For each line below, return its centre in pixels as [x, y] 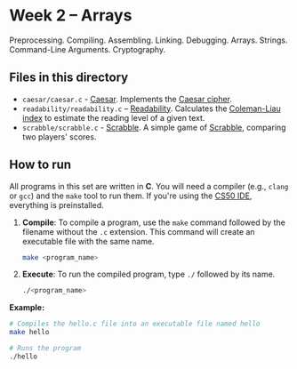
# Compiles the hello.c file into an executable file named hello [135, 324]
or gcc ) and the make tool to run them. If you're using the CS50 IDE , [131, 196]
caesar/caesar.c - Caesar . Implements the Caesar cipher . [127, 99]
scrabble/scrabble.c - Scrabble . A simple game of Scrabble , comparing [154, 127]
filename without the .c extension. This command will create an [138, 231]
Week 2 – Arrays [71, 16]
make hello [29, 333]
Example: [27, 308]
